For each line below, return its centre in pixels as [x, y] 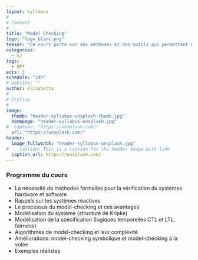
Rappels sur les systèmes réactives [57, 200]
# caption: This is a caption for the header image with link [88, 149]
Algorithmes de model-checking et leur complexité [76, 232]
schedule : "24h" [26, 77]
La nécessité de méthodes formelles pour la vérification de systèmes [98, 188]
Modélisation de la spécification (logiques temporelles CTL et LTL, [95, 219]
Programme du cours [37, 175]
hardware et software [41, 194]
